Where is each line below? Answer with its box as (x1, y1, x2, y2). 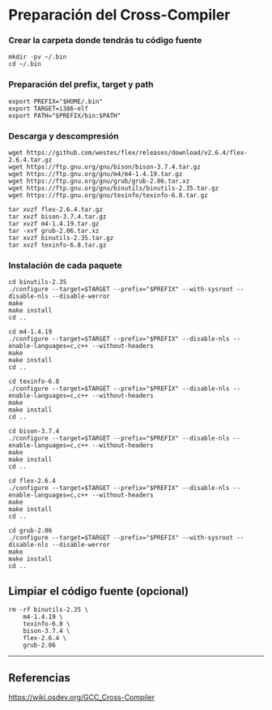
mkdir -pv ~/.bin (8, 53, 67, 62)
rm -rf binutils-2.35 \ (8, 606, 89, 614)
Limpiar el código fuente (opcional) (8, 584, 189, 598)
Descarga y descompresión (8, 130, 119, 141)
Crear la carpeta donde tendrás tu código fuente (8, 35, 202, 46)
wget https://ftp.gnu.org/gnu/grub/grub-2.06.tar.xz (8, 177, 190, 186)
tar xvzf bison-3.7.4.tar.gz (8, 213, 107, 221)
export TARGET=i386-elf (8, 104, 89, 113)
